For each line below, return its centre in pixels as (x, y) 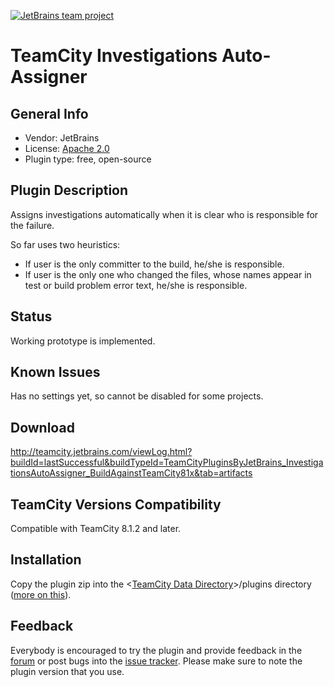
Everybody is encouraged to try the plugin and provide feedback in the (156, 650)
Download (42, 427)
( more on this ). (41, 594)
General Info (49, 113)
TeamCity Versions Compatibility (116, 504)
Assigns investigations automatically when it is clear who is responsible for (164, 214)
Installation (46, 560)
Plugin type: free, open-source (88, 159)
